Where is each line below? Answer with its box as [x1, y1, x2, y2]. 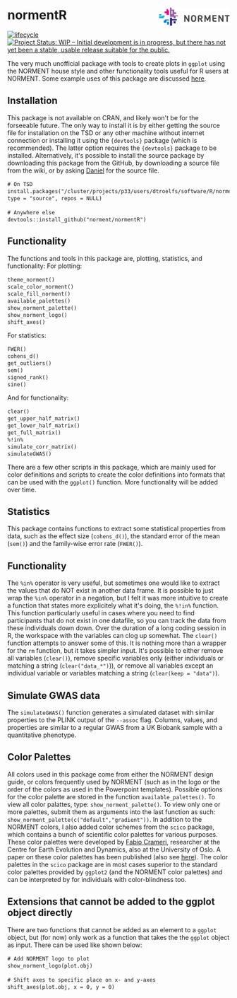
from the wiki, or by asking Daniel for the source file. [7, 166, 160, 175]
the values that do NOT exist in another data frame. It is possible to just [7, 586, 214, 595]
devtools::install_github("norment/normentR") [7, 216, 147, 223]
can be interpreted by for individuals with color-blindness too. [7, 875, 187, 883]
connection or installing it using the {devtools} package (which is [7, 136, 197, 144]
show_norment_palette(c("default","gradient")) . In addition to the [7, 815, 202, 823]
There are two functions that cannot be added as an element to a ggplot [7, 925, 217, 934]
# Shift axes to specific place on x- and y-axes [7, 976, 157, 983]
